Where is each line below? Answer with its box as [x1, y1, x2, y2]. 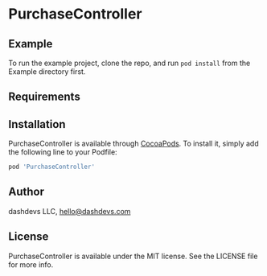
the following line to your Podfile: [8, 147, 118, 157]
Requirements [8, 90, 80, 104]
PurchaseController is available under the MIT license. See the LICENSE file [8, 251, 258, 261]
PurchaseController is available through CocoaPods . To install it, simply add [8, 138, 259, 149]
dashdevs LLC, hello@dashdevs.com [8, 206, 131, 216]
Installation [8, 117, 66, 131]
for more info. [8, 259, 54, 270]
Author [8, 185, 44, 199]
